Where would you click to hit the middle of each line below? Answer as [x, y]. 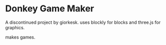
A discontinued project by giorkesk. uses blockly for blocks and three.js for [83, 22]
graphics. [15, 27]
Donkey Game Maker [50, 9]
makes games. [20, 37]
